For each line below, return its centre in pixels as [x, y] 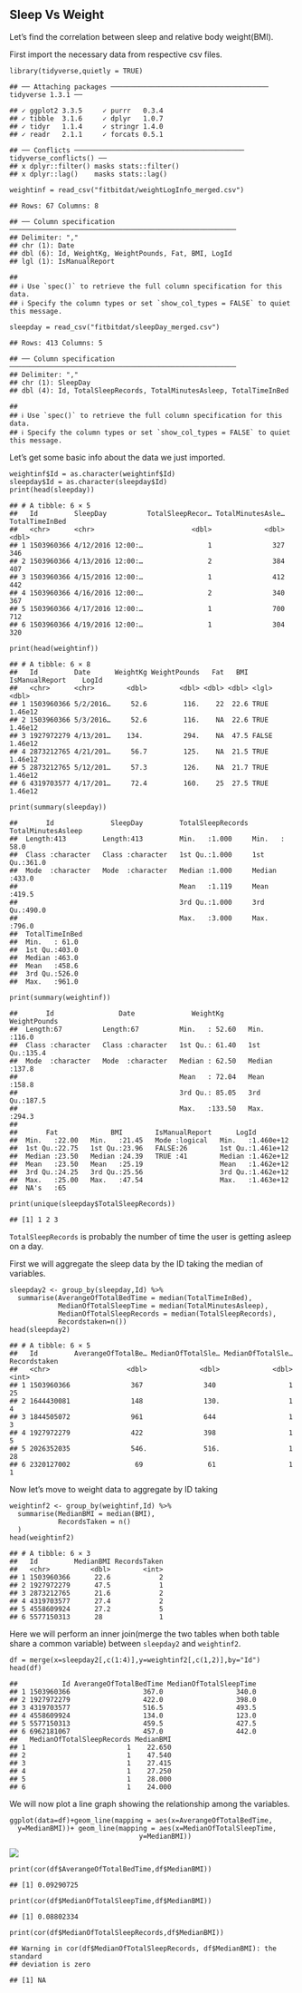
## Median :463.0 [44, 958]
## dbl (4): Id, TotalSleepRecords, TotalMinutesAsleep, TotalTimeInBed [149, 390]
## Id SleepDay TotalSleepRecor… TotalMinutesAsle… [147, 513]
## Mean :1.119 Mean [139, 886]
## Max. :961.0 [44, 982]
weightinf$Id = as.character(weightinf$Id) [93, 474]
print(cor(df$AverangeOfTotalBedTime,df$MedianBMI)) [111, 1869]
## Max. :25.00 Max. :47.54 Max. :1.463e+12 [149, 1180]
